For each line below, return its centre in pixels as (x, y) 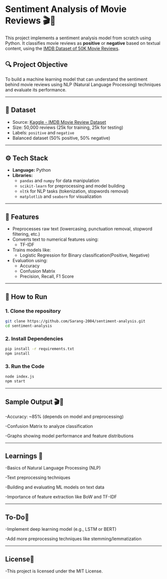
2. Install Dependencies (34, 338)
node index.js (20, 377)
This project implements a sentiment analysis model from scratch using (78, 38)
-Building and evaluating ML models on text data (55, 487)
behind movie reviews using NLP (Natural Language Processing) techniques (83, 84)
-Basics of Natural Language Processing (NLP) (53, 468)
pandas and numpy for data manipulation (59, 181)
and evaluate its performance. (36, 90)
